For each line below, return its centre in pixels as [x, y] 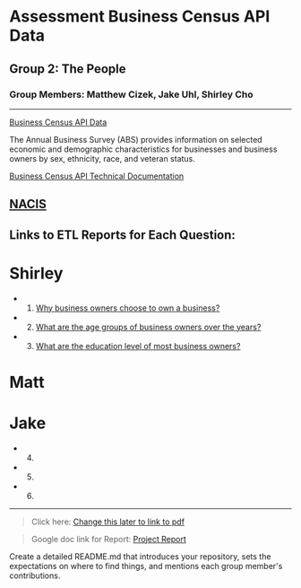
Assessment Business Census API [140, 17]
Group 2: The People [68, 69]
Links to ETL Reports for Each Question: [122, 235]
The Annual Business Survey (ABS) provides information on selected [136, 139]
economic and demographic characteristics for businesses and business [143, 149]
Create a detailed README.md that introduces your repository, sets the [140, 556]
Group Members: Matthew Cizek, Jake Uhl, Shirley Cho [131, 94]
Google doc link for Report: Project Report [108, 539]
